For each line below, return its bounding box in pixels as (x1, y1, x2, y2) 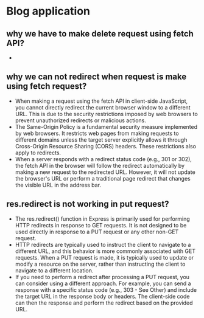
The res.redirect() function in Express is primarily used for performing (15, 215, 190, 223)
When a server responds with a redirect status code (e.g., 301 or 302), (15, 155, 192, 162)
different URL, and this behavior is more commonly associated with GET (15, 247, 196, 255)
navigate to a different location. (15, 266, 94, 274)
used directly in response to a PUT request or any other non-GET (15, 228, 179, 235)
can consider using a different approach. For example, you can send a (15, 280, 191, 287)
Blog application (6, 4, 90, 18)
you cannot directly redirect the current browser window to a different (15, 103, 191, 111)
